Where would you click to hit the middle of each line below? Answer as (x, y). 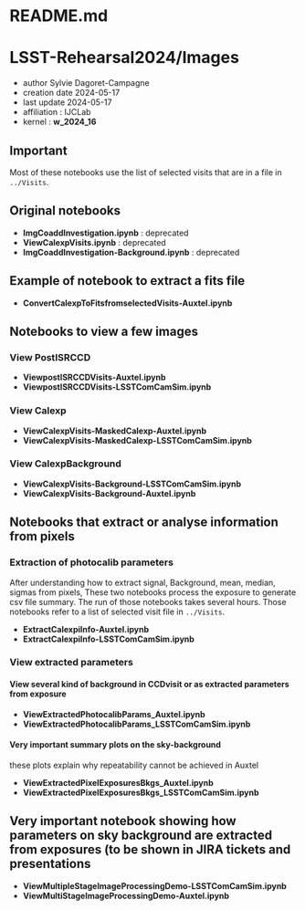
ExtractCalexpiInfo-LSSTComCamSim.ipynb (108, 639)
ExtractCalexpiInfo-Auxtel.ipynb (86, 629)
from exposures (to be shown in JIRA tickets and (150, 850)
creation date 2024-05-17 (71, 93)
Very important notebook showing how (123, 821)
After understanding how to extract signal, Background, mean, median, (142, 582)
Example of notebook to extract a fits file (127, 281)
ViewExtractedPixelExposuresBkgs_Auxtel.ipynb (118, 782)
